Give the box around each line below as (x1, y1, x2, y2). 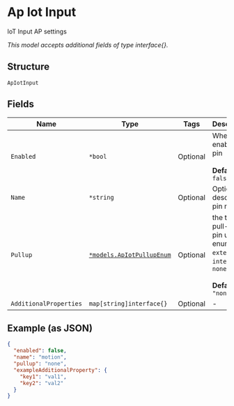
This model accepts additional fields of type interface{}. (7, 40, 169, 49)
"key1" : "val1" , (19, 373, 68, 380)
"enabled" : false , (13, 348, 68, 354)
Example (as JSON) (7, 322, 93, 334)
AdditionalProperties (10, 299, 82, 307)
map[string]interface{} (88, 299, 168, 307)
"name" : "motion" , (13, 354, 68, 361)
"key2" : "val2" (19, 380, 64, 387)
